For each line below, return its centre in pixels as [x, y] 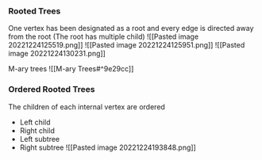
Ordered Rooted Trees [52, 90]
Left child [35, 122]
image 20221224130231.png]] [57, 54]
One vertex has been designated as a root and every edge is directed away [131, 29]
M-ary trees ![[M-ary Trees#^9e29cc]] [71, 69]
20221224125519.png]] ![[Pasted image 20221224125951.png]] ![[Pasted [127, 45]
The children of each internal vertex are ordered [87, 107]
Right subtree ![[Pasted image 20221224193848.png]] [108, 147]
